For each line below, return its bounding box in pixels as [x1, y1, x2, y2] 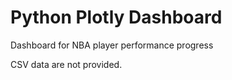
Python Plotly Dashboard [10, 6, 223, 29]
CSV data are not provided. [10, 58, 123, 70]
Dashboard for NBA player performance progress [10, 39, 214, 51]
